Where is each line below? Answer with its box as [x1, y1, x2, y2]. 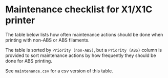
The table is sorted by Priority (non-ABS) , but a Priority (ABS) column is [5, 47, 162, 53]
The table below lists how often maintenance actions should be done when [5, 31, 163, 37]
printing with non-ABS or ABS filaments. [5, 37, 90, 43]
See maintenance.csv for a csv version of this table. [5, 68, 114, 74]
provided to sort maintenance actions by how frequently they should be [5, 52, 156, 59]
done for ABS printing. [5, 57, 52, 64]
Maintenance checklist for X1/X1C [5, 4, 153, 15]
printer [5, 14, 35, 26]
